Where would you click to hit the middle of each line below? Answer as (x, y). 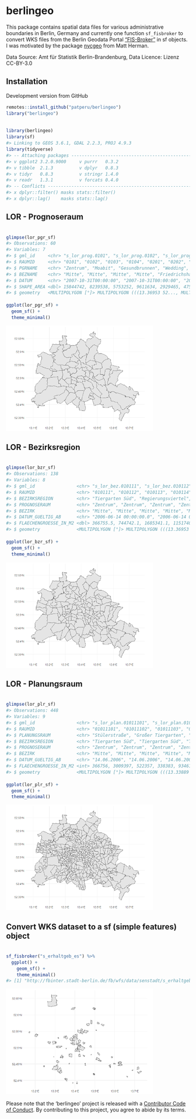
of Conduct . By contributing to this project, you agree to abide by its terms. (96, 1110)
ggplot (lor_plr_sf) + (32, 785)
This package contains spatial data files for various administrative (85, 27)
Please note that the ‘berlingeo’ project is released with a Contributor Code (96, 1104)
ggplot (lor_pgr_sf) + (32, 306)
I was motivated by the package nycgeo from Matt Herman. (78, 46)
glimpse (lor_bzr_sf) (31, 468)
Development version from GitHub (47, 95)
